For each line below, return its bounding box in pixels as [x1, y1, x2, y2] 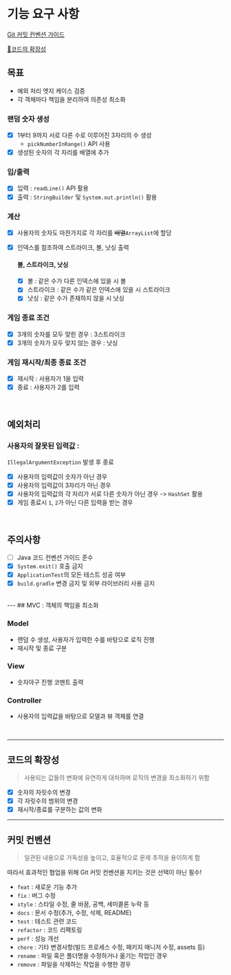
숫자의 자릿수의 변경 [16, 788, 71, 796]
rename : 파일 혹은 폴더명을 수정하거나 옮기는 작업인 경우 [16, 951, 168, 960]
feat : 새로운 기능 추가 [16, 882, 78, 891]
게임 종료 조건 [7, 313, 50, 323]
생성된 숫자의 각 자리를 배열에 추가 [16, 149, 109, 157]
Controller [7, 696, 42, 705]
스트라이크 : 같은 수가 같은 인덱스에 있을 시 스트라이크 [27, 286, 170, 294]
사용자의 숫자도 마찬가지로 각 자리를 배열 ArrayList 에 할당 [16, 228, 172, 237]
